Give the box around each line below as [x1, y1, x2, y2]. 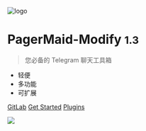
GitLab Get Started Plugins [7, 103, 85, 111]
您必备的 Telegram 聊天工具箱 [24, 55, 112, 64]
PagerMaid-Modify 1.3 [7, 32, 140, 47]
